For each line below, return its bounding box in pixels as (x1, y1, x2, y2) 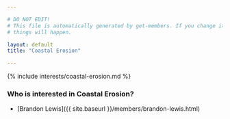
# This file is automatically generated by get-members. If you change (7, 22, 216, 29)
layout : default (7, 41, 53, 48)
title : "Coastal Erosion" (7, 47, 81, 55)
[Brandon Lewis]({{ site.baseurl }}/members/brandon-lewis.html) (16, 105, 201, 113)
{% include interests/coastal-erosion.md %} (7, 72, 131, 81)
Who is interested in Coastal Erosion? (7, 90, 135, 99)
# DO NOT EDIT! (7, 16, 51, 23)
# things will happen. (7, 29, 72, 36)
